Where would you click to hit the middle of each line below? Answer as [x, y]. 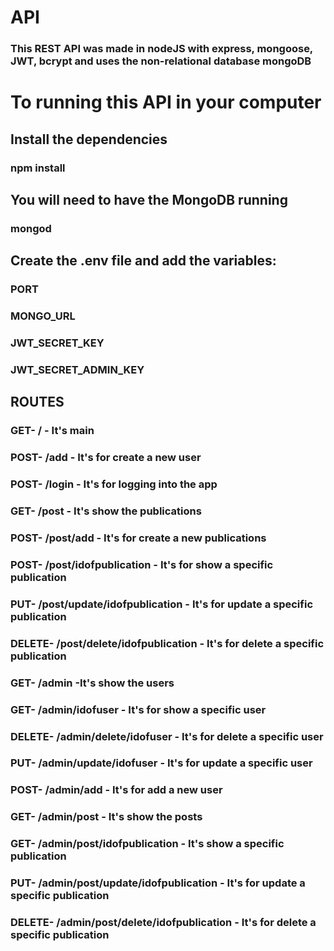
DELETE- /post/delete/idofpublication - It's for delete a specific [167, 643]
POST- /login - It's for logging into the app [114, 484]
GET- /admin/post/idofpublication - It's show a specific [147, 844]
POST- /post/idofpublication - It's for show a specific [142, 564]
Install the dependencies [89, 139]
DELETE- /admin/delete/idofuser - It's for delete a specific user [167, 736]
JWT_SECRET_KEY [57, 343]
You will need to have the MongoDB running [149, 200]
